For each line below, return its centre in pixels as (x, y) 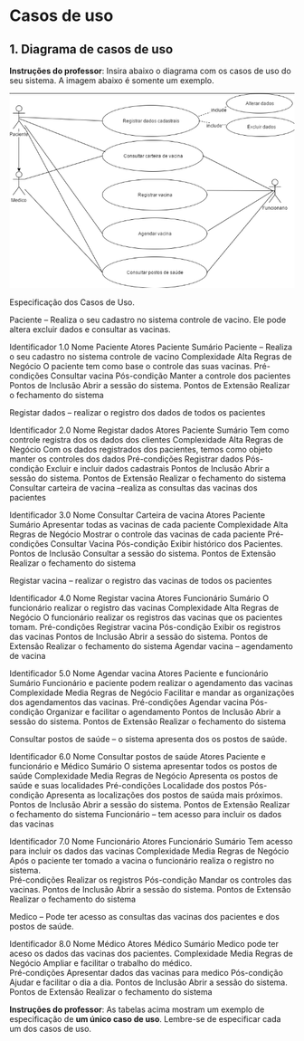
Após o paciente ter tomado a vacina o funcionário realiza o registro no (142, 860)
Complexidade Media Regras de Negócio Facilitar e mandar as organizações (152, 692)
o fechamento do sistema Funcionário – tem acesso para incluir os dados (146, 814)
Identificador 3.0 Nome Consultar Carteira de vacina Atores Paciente (137, 515)
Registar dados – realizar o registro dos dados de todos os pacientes (138, 412)
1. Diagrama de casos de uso (91, 49)
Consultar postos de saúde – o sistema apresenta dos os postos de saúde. (148, 739)
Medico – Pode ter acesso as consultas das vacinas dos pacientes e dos (145, 916)
